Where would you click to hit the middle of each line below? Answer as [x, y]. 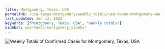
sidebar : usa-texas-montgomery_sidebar [46, 28]
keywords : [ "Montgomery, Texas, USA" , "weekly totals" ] [63, 23]
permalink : [16, 14]
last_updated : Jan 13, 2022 [34, 18]
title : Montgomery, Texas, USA [37, 9]
